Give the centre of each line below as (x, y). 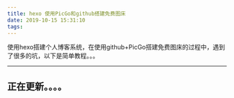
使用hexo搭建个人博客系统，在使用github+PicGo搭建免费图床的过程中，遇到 (116, 47)
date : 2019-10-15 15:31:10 (46, 20)
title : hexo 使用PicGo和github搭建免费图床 (67, 14)
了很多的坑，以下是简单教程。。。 (53, 56)
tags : (15, 26)
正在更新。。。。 (37, 87)
